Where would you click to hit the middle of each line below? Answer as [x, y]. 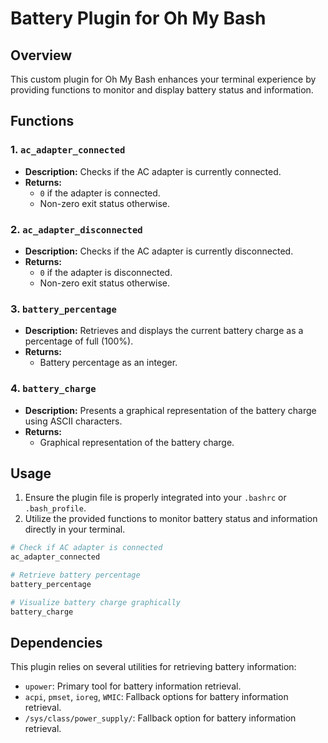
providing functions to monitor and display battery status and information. [162, 90]
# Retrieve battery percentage [75, 575]
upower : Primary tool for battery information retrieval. [133, 686]
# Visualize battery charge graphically [96, 602]
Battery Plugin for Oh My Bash [138, 18]
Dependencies [56, 643]
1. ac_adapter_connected [68, 150]
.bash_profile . [55, 508]
